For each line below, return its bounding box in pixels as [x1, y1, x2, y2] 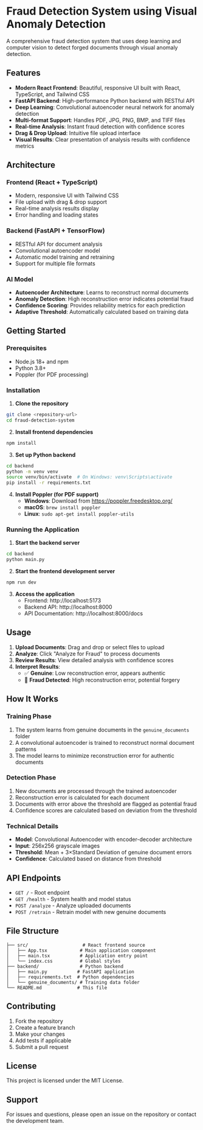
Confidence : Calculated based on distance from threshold [15, 855, 162, 862]
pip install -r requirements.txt [6, 480, 91, 486]
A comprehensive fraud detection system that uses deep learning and [6, 37, 181, 44]
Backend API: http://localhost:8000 [24, 604, 112, 611]
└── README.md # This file [6, 985, 108, 991]
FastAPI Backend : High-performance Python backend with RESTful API [15, 97, 194, 104]
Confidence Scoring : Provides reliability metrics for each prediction [15, 302, 185, 309]
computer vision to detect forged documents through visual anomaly [6, 44, 178, 51]
